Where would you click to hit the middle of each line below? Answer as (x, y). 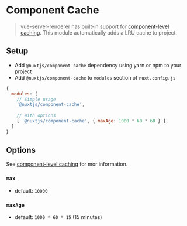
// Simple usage (37, 99)
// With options (37, 116)
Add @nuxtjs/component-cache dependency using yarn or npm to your (98, 65)
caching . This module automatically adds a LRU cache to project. (98, 32)
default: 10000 (31, 190)
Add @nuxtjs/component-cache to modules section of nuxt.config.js (95, 77)
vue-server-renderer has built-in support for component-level (95, 26)
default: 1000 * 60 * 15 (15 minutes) (58, 217)
